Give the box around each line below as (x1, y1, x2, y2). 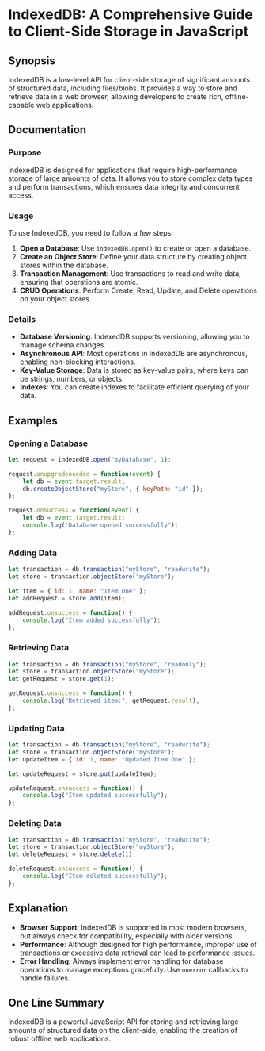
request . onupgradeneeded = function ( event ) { (8, 470, 161, 478)
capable (8, 101, 35, 109)
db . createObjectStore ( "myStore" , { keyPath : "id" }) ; (22, 485, 203, 493)
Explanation (8, 902, 69, 915)
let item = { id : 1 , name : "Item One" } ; (8, 587, 147, 595)
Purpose (8, 147, 42, 158)
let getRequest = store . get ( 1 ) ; (8, 675, 115, 683)
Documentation (8, 123, 87, 136)
